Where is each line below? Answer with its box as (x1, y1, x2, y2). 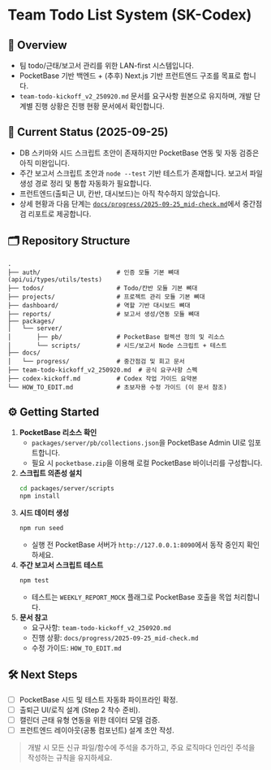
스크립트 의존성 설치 (19, 468, 83, 478)
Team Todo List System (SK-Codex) (7, 6, 252, 24)
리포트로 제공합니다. (28, 209, 92, 219)
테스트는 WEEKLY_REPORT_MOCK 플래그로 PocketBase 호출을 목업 (31, 592, 232, 602)
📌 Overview (7, 38, 67, 52)
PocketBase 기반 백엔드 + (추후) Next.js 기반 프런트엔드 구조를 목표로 (19, 71, 241, 80)
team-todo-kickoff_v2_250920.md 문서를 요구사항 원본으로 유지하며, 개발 (19, 91, 252, 101)
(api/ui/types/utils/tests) (7, 275, 103, 284)
